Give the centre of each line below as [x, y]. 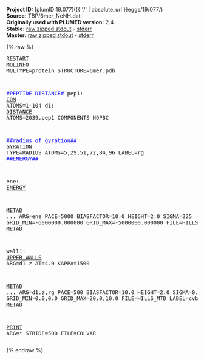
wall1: [16, 251]
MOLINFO [18, 65]
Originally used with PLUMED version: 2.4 [60, 22]
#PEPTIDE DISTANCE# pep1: [45, 93]
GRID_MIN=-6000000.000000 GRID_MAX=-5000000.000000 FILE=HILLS [102, 223]
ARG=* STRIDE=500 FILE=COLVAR [51, 333]
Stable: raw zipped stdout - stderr [49, 29]
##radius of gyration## [42, 141]
